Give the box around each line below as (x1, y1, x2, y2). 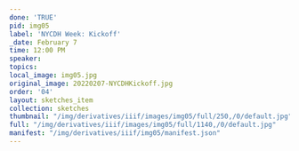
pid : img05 (9, 21, 50, 30)
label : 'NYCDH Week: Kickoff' (9, 29, 122, 38)
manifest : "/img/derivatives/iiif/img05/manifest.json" (9, 129, 221, 138)
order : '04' (9, 87, 53, 96)
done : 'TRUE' (9, 12, 58, 22)
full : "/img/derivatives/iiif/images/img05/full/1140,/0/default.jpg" (9, 121, 277, 130)
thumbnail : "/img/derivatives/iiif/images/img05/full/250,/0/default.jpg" (9, 112, 293, 121)
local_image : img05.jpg (9, 71, 98, 80)
